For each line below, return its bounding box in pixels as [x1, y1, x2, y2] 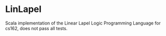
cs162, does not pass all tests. [5, 25, 68, 31]
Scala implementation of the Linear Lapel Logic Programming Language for [5, 20, 161, 26]
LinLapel [5, 3, 42, 15]
